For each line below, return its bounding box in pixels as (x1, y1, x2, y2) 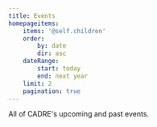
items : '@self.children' (23, 27, 106, 35)
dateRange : (23, 57, 60, 66)
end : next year (37, 72, 89, 80)
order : (23, 34, 45, 43)
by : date (37, 42, 67, 50)
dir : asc (37, 49, 67, 57)
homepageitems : (8, 19, 60, 28)
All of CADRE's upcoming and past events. (8, 109, 150, 119)
